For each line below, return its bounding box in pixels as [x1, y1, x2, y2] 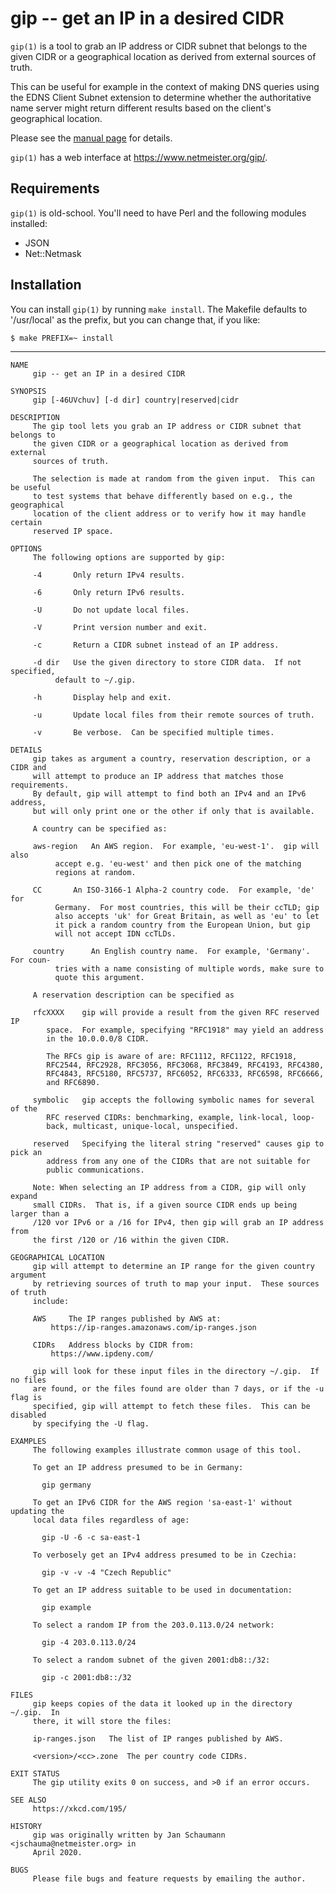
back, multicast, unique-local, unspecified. [46, 1121, 240, 1131]
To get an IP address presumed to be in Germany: [32, 1462, 244, 1472]
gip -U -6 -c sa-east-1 [41, 1532, 141, 1542]
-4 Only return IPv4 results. [32, 570, 186, 580]
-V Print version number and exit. [32, 622, 208, 632]
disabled [10, 1410, 47, 1420]
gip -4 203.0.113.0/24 [41, 1637, 137, 1647]
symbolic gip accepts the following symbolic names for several [32, 1095, 315, 1105]
